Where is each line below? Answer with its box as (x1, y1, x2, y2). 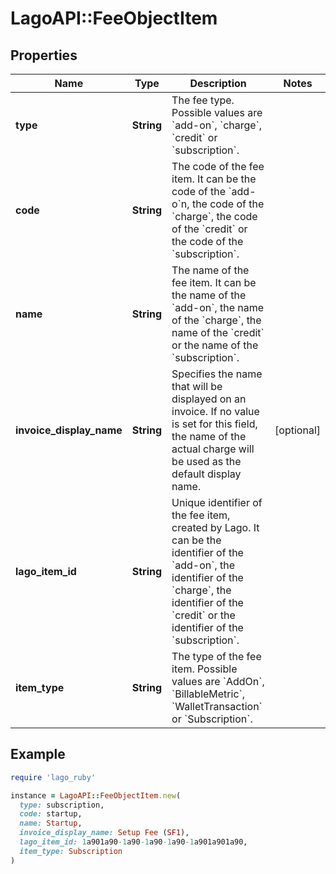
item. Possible (171, 662, 238, 676)
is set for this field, (171, 417, 258, 431)
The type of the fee (171, 650, 262, 663)
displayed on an (171, 392, 247, 406)
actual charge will (171, 442, 255, 456)
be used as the (171, 455, 242, 468)
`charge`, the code (171, 210, 258, 223)
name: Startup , (19, 818, 83, 829)
